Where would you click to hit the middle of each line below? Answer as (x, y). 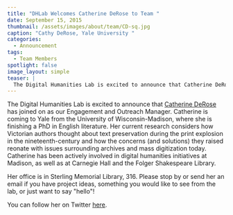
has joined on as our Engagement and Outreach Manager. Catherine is (107, 112)
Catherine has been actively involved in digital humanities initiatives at (107, 156)
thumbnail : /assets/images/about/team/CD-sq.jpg (79, 26)
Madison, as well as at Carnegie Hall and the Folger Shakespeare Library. (112, 163)
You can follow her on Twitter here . (57, 205)
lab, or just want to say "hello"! (51, 191)
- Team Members (35, 59)
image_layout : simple (38, 71)
